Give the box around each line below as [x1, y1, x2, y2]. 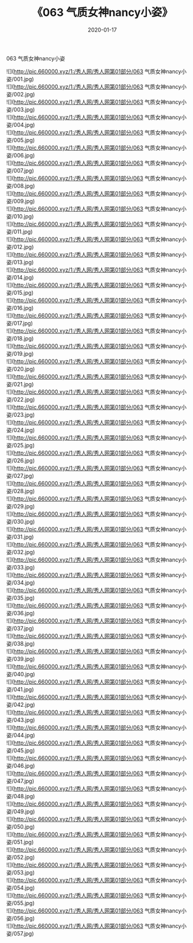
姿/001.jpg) [6, 75, 35, 82]
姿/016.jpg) [6, 304, 34, 311]
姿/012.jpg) [6, 243, 34, 250]
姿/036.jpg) [6, 609, 35, 616]
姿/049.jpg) [6, 808, 35, 815]
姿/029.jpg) [6, 502, 35, 510]
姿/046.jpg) [6, 762, 35, 769]
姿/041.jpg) [6, 685, 35, 693]
